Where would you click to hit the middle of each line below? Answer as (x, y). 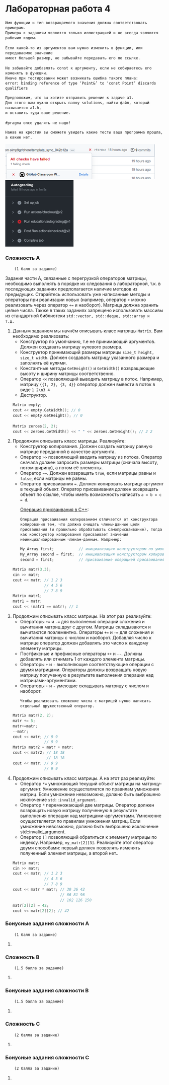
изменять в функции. (27, 73)
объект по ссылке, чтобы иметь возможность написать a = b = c (91, 494)
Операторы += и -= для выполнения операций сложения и (82, 622)
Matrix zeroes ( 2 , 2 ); (35, 426)
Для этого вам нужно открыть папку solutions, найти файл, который (77, 103)
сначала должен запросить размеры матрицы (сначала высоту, (89, 462)
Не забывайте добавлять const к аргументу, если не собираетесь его (78, 68)
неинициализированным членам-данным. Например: (71, 540)
